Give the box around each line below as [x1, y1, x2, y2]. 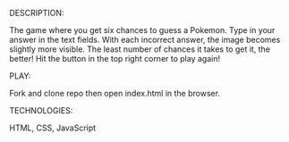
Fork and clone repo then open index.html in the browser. [9, 88, 221, 98]
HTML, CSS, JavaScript [9, 122, 97, 133]
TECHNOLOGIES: [9, 105, 73, 115]
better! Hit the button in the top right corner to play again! [9, 54, 221, 63]
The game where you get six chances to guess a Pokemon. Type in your [9, 25, 276, 35]
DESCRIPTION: [9, 8, 64, 18]
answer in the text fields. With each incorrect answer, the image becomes [9, 35, 281, 45]
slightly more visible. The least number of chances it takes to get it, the [9, 44, 271, 54]
